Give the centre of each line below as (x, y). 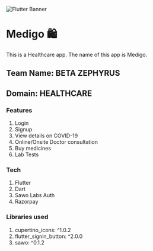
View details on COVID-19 (46, 136)
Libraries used (27, 217)
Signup (23, 130)
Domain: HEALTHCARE (49, 93)
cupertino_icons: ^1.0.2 (43, 230)
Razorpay (26, 202)
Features (19, 110)
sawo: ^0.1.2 (29, 242)
